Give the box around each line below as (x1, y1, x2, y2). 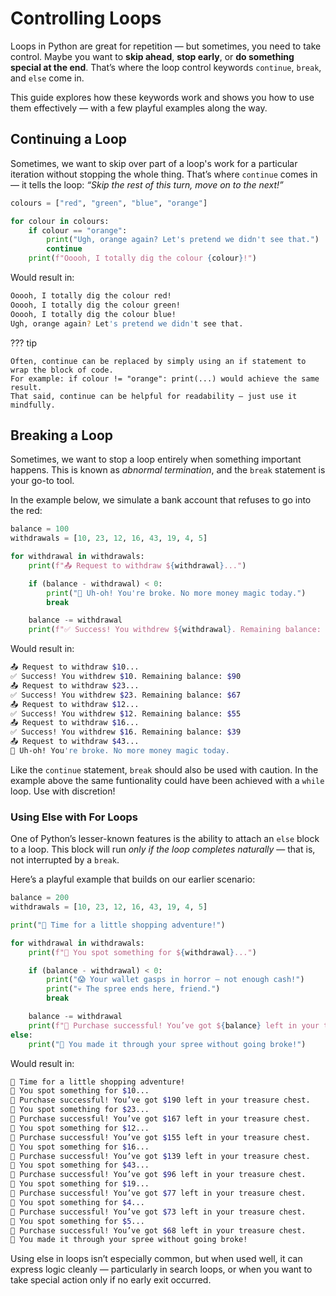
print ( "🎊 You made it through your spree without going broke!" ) (28, 1039, 307, 1049)
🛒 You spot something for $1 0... (10, 1086, 150, 1096)
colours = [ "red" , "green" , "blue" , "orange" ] (10, 198, 208, 208)
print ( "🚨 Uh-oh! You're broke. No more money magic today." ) (46, 588, 307, 598)
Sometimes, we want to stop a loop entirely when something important (10, 453, 302, 466)
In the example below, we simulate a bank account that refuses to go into (10, 494, 312, 506)
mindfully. (10, 400, 56, 410)
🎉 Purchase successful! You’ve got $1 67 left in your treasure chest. (10, 1114, 311, 1124)
